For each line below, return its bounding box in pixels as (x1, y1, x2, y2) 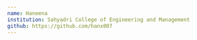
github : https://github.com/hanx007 (7, 22, 113, 29)
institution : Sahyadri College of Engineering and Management (7, 16, 190, 23)
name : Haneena (7, 9, 48, 17)
